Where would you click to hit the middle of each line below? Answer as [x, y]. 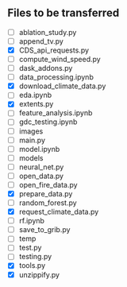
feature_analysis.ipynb [56, 113]
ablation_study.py [48, 32]
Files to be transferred [63, 13]
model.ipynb [39, 149]
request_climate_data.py [59, 212]
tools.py [32, 266]
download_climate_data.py [62, 86]
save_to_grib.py [44, 230]
